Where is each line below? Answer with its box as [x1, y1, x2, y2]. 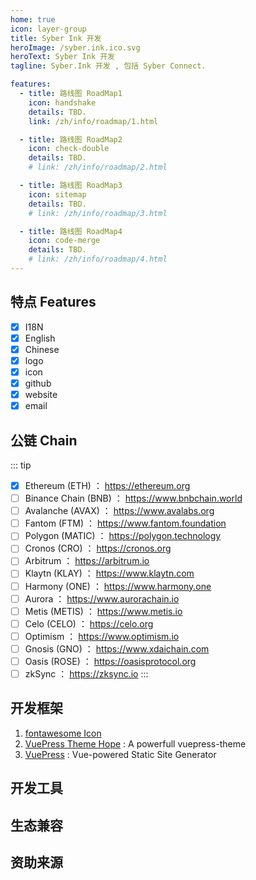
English [24, 332, 56, 344]
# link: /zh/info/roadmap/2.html [28, 162, 168, 173]
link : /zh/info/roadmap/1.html [28, 116, 159, 126]
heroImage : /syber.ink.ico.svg [10, 42, 141, 53]
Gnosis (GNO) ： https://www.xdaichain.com [24, 642, 210, 655]
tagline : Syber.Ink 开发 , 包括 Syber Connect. [10, 61, 207, 71]
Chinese [24, 343, 60, 355]
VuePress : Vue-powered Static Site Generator [24, 748, 217, 760]
